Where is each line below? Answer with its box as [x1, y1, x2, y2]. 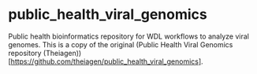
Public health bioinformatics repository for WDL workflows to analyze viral [8, 31, 250, 41]
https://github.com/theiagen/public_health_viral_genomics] [10, 57, 202, 66]
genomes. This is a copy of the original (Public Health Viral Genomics [8, 39, 233, 49]
